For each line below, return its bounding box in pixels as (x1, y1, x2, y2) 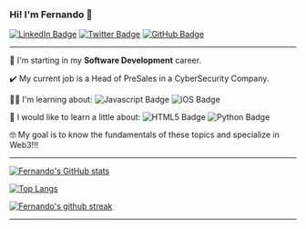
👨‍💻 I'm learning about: (9, 95, 93, 105)
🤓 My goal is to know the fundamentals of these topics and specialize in (9, 129, 280, 140)
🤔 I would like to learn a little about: (9, 112, 141, 123)
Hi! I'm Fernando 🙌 (9, 8, 93, 21)
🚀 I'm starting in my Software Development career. (9, 55, 202, 66)
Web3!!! (9, 140, 39, 151)
